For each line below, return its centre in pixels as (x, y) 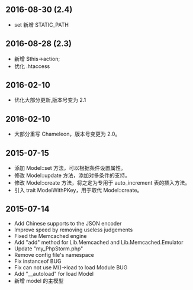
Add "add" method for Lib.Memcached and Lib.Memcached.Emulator (99, 242)
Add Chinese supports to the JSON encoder (68, 223)
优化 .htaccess (32, 66)
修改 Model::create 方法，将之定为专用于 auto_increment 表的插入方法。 (102, 183)
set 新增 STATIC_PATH (41, 25)
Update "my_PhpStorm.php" (49, 249)
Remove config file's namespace (54, 254)
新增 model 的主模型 (39, 281)
